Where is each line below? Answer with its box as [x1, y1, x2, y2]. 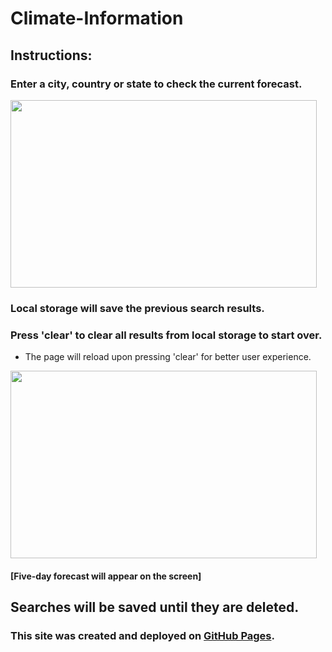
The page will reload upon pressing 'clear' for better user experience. [24, 351, 312, 363]
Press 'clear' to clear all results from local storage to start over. [10, 328, 323, 342]
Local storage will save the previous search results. [10, 301, 265, 315]
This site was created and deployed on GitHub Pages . [10, 629, 275, 642]
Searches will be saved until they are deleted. [10, 599, 300, 616]
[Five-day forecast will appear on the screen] [10, 570, 202, 582]
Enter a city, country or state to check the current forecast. [10, 77, 303, 91]
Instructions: [10, 47, 93, 64]
